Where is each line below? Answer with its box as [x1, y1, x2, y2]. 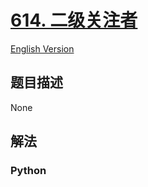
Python [10, 164, 47, 178]
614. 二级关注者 [10, 9, 138, 32]
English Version [10, 42, 75, 55]
